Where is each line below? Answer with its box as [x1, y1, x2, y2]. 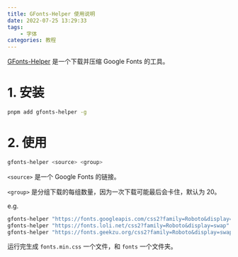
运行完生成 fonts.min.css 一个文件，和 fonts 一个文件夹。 [7, 242, 177, 251]
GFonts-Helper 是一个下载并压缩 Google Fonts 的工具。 [7, 58, 169, 66]
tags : [7, 23, 23, 31]
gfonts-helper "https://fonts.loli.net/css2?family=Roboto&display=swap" [7, 222, 230, 229]
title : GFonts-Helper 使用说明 [7, 10, 96, 18]
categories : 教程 [7, 37, 57, 44]
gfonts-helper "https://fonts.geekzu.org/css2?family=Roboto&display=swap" [7, 229, 236, 236]
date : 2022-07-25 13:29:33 [7, 17, 87, 24]
